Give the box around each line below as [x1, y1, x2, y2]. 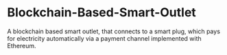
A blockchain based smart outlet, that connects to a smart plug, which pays [7, 27, 221, 35]
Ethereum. [7, 41, 36, 50]
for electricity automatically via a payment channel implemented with [7, 34, 202, 42]
